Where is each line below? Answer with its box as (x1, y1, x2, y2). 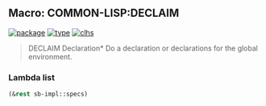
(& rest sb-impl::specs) (8, 90, 89, 99)
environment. (27, 51, 73, 61)
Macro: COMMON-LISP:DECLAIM (8, 6, 180, 20)
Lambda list (8, 71, 55, 83)
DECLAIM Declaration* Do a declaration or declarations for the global (27, 43, 258, 53)
